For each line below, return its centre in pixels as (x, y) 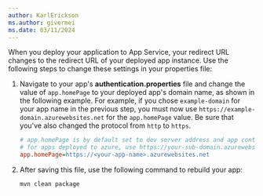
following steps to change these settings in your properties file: (110, 69)
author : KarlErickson (44, 15)
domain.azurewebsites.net (62, 118)
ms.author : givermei (42, 23)
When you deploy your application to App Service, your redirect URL (119, 53)
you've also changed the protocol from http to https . (105, 125)
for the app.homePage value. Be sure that (170, 118)
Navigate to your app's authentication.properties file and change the (132, 84)
